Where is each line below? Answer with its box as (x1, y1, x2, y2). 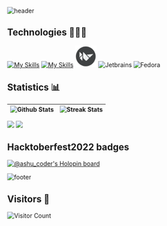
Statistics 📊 (7, 82, 61, 94)
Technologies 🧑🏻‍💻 (7, 26, 88, 38)
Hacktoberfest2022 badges (7, 141, 130, 153)
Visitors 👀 (7, 193, 50, 205)
